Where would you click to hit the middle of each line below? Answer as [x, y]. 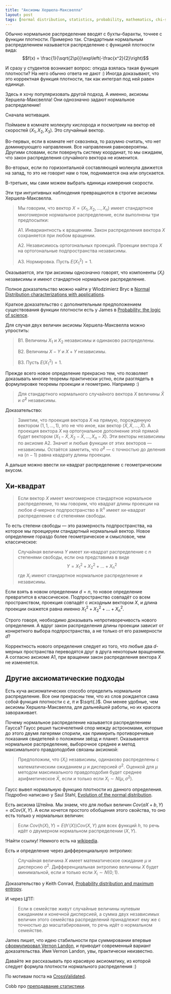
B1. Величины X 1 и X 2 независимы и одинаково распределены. [86, 341]
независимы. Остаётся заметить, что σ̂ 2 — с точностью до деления [91, 449]
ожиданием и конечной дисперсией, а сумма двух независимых [89, 914]
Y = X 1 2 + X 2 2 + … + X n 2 [92, 566]
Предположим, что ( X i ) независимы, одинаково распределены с [88, 760]
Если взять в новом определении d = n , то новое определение [74, 592]
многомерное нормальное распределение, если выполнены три [88, 214]
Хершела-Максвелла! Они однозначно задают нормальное [70, 100]
